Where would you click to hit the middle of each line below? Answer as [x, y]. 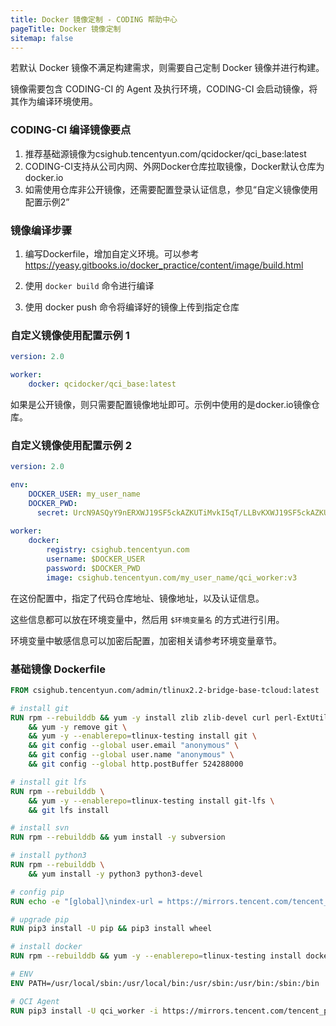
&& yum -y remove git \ [78, 727]
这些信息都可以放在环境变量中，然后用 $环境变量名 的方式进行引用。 [147, 619]
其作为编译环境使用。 [54, 102]
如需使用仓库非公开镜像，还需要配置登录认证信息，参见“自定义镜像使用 [171, 189]
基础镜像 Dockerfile [58, 669]
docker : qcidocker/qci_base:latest [102, 384]
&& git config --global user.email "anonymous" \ [134, 746]
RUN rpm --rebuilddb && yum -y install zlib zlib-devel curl [140, 717]
